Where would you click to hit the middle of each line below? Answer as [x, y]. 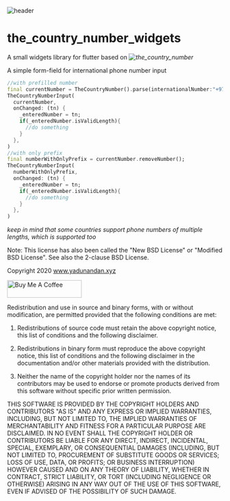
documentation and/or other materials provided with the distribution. [113, 363]
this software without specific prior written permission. [94, 391]
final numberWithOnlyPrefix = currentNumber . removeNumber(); [96, 159]
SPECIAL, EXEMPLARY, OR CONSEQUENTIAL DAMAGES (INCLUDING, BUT [114, 448]
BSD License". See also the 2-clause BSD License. [78, 257]
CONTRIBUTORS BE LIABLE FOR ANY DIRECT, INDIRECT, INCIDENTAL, [108, 441]
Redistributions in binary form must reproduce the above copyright [111, 348]
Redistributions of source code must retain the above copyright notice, [117, 328]
